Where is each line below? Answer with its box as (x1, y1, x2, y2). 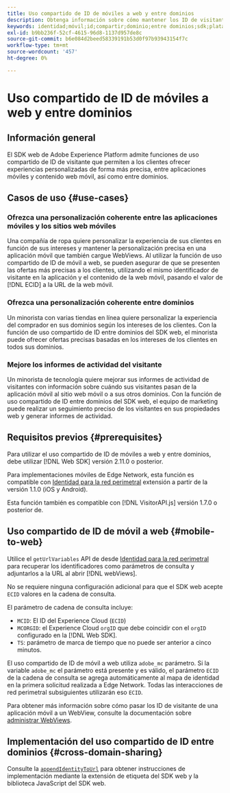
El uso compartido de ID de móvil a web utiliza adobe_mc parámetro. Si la (7, 658, 210, 667)
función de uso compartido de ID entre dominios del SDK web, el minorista (7, 327, 218, 336)
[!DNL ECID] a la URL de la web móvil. (7, 281, 114, 289)
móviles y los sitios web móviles (7, 221, 116, 231)
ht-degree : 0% (7, 55, 48, 62)
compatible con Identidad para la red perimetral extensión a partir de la (7, 478, 208, 486)
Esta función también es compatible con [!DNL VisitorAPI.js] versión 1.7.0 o (7, 498, 218, 507)
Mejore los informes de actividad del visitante (7, 360, 162, 369)
